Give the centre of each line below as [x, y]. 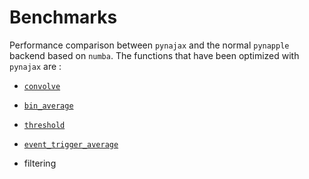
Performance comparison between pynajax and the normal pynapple [149, 45]
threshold [44, 125]
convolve [42, 86]
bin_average [48, 106]
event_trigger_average [71, 144]
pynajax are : [35, 66]
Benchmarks [63, 17]
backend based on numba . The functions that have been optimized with [154, 55]
